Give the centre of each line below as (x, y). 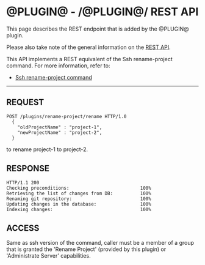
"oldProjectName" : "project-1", (60, 127)
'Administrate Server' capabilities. (49, 256)
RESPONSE (28, 169)
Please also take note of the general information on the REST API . (88, 47)
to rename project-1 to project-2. (47, 149)
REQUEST (25, 103)
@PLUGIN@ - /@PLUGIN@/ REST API (103, 12)
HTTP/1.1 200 (23, 182)
